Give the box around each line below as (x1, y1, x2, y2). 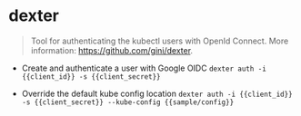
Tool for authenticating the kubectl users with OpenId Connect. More (30, 35, 289, 46)
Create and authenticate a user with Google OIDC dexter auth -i (21, 63, 267, 73)
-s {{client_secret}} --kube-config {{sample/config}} (21, 97, 235, 107)
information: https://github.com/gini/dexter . (30, 44, 193, 55)
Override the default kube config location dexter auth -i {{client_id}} (21, 88, 293, 99)
